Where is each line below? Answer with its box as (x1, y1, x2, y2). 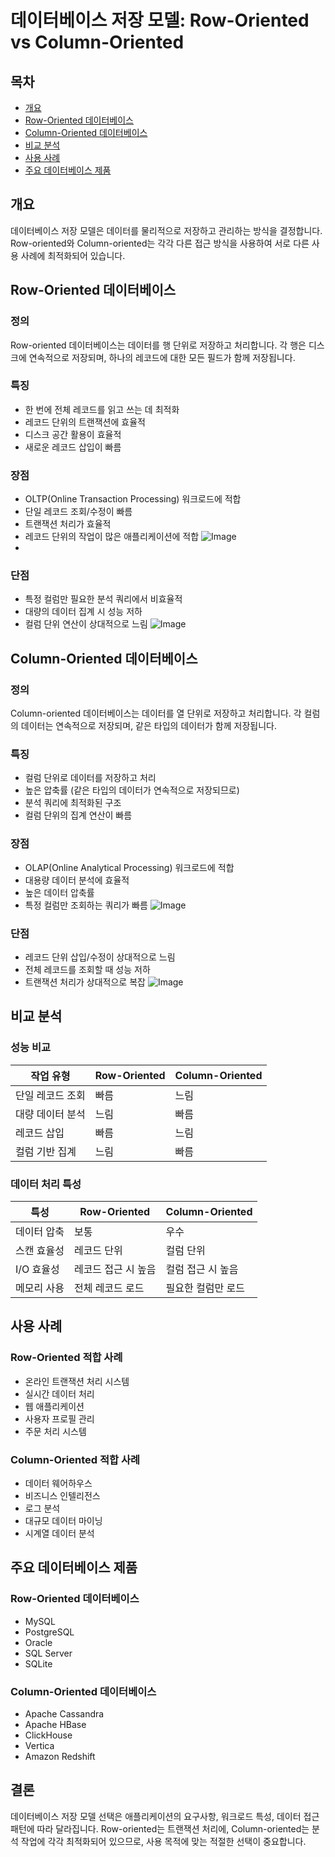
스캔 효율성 (15, 1243, 65, 1257)
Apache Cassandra (24, 1707, 105, 1720)
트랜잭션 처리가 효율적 (24, 518, 112, 530)
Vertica (24, 1739, 55, 1751)
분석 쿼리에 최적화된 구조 (24, 797, 122, 809)
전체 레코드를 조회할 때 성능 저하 (24, 963, 151, 975)
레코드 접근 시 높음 (73, 1262, 157, 1276)
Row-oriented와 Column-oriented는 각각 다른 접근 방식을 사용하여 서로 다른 (10, 237, 310, 249)
